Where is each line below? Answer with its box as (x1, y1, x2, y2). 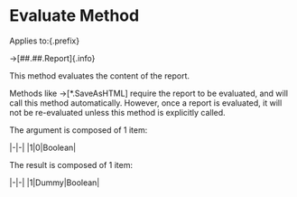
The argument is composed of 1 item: (9, 124, 148, 136)
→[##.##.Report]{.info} (9, 52, 96, 63)
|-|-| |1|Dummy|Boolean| (9, 177, 100, 188)
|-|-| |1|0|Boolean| (9, 142, 77, 153)
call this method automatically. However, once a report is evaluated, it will (9, 97, 283, 108)
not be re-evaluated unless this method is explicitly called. (9, 107, 226, 117)
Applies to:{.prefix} (9, 35, 79, 46)
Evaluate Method (9, 5, 140, 26)
